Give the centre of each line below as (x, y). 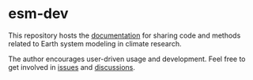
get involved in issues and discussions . (72, 67)
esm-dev (38, 14)
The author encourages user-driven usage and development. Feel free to (127, 59)
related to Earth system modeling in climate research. (95, 43)
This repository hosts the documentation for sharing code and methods (125, 35)
